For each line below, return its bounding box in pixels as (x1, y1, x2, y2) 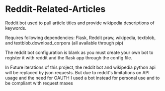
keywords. (5, 25, 26, 31)
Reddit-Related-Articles (5, 3, 106, 15)
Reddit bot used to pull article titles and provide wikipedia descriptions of (5, 20, 155, 26)
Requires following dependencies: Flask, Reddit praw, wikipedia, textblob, (5, 35, 156, 41)
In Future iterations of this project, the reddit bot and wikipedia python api (5, 64, 156, 70)
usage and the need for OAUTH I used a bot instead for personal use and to (5, 75, 160, 81)
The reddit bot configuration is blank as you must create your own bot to (5, 49, 154, 55)
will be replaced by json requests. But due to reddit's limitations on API (5, 69, 150, 75)
